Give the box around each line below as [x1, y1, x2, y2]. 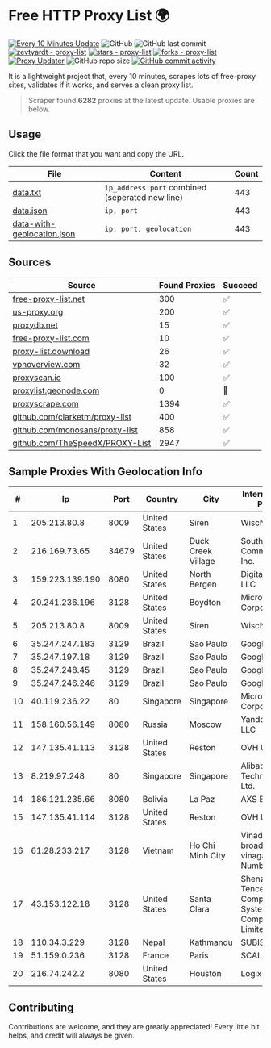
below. [27, 104, 51, 114]
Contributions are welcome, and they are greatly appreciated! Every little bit [8, 1022, 260, 1032]
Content [149, 168, 182, 179]
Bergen [189, 578, 218, 590]
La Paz [189, 794, 215, 805]
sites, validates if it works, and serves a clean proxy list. [8, 80, 194, 90]
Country [145, 494, 179, 505]
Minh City [189, 850, 226, 862]
